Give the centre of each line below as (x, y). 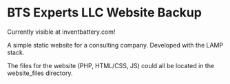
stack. (16, 52)
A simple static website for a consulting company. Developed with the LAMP (115, 45)
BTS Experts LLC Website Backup (104, 13)
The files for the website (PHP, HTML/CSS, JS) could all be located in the (111, 65)
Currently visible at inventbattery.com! (61, 32)
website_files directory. (40, 73)
